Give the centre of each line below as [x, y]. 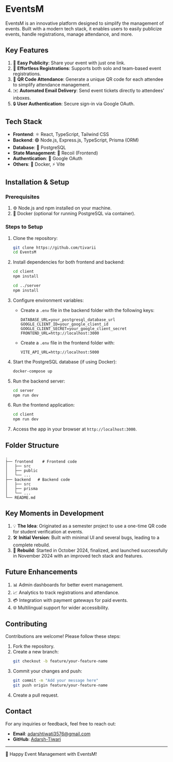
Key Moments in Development [55, 514]
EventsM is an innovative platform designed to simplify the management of [84, 23]
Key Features [27, 50]
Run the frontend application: [44, 405]
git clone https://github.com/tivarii [54, 248]
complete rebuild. [31, 545]
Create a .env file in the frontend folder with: [67, 342]
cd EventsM [24, 252]
